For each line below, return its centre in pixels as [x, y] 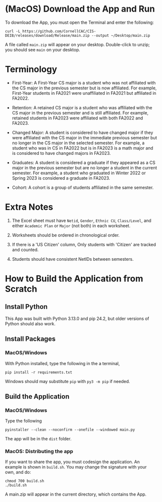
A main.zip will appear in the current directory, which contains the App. [76, 494]
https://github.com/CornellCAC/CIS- [59, 31]
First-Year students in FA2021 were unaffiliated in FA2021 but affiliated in [84, 93]
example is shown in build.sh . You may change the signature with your [76, 467]
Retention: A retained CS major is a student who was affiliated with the [82, 107]
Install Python [26, 307]
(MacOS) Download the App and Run [80, 9]
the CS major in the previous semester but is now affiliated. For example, [84, 88]
